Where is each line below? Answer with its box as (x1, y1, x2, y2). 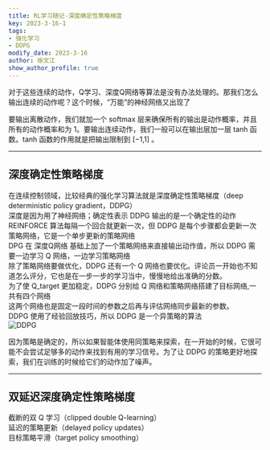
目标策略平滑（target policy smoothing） (8, 433, 143, 443)
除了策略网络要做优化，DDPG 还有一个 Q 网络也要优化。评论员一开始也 (8, 260, 244, 270)
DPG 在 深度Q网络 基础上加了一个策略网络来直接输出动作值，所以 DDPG (8, 240, 247, 250)
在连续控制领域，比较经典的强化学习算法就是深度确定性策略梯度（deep (8, 190, 243, 200)
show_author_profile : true (8, 64, 99, 72)
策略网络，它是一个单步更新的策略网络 (8, 231, 135, 240)
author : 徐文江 (8, 57, 55, 65)
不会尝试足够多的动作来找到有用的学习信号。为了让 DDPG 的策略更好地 (14, 346, 251, 356)
